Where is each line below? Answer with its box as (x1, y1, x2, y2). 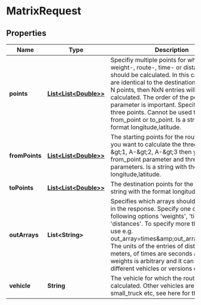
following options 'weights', (110, 212, 188, 220)
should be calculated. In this (110, 71, 190, 79)
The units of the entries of (110, 242, 184, 250)
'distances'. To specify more (110, 219, 190, 228)
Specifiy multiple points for (110, 56, 187, 64)
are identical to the (110, 78, 163, 86)
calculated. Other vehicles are (110, 282, 194, 289)
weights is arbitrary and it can (110, 257, 194, 265)
